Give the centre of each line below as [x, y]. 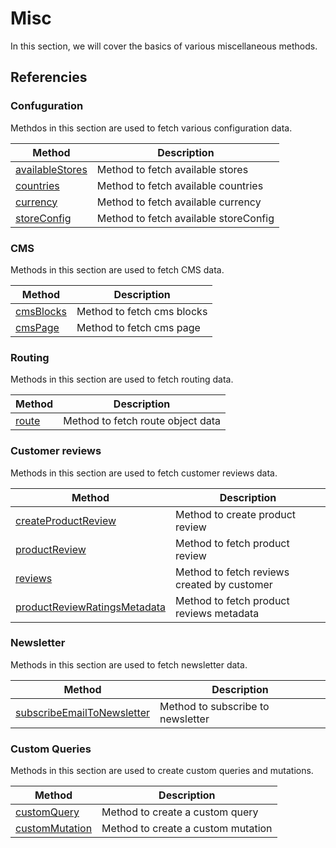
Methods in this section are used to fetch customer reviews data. [144, 473]
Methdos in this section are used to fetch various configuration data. [151, 128]
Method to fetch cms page [138, 327]
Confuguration [47, 106]
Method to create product [236, 514]
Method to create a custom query [180, 812]
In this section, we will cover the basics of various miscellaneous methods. [164, 46]
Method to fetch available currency [179, 202]
